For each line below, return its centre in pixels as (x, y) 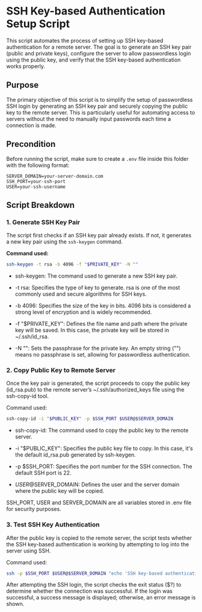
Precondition (31, 144)
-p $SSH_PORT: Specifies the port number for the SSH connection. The (103, 467)
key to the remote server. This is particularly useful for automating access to (101, 112)
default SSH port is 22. (43, 473)
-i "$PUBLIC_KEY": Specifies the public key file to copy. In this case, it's (104, 448)
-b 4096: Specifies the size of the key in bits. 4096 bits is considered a (103, 306)
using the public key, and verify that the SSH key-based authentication (93, 60)
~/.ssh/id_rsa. (32, 337)
